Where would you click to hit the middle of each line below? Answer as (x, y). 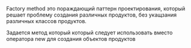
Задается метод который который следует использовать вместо (89, 33)
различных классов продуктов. (47, 21)
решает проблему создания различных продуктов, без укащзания (92, 15)
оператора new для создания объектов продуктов (71, 39)
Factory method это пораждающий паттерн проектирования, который (96, 9)
